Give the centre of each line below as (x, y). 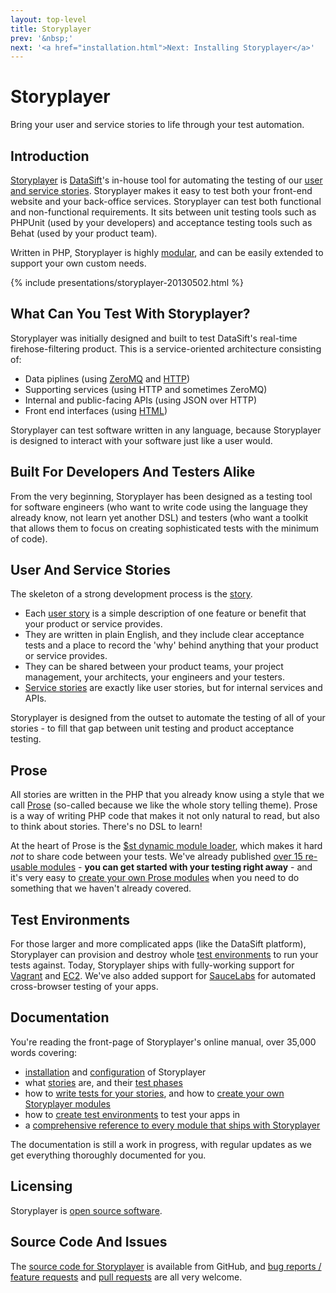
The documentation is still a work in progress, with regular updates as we (161, 1144)
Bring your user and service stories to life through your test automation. (157, 125)
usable (24, 867)
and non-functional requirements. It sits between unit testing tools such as (163, 212)
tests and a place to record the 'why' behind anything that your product (171, 645)
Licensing (41, 1186)
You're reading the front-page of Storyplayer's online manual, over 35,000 (163, 1042)
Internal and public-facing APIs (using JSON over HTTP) (141, 400)
